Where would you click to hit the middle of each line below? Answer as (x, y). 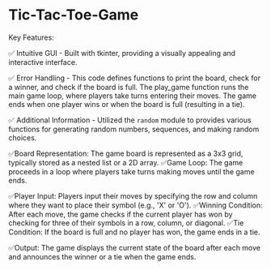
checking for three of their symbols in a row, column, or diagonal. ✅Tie (126, 223)
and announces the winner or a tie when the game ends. (102, 256)
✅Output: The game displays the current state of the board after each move (135, 247)
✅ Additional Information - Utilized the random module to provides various (130, 120)
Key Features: (31, 37)
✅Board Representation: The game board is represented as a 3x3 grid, (126, 153)
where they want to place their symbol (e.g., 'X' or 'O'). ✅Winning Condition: (135, 205)
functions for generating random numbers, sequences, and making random (134, 129)
